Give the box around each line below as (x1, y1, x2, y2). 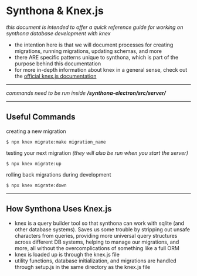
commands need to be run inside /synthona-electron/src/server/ (6, 89, 166, 97)
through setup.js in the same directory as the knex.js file (14, 263, 151, 270)
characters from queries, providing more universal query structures (14, 232, 178, 239)
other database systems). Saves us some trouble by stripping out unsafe (14, 225, 191, 233)
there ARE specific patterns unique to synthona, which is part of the (14, 54, 179, 61)
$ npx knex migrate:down (6, 182, 67, 188)
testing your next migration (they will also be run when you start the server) (6, 149, 189, 157)
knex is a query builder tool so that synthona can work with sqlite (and (14, 220, 185, 227)
